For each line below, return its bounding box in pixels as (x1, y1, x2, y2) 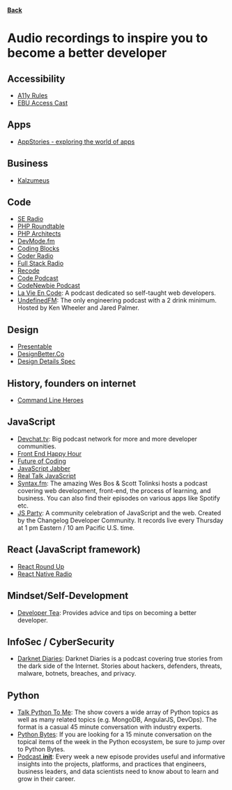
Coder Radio (17, 252, 54, 260)
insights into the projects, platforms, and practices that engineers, (17, 760, 207, 768)
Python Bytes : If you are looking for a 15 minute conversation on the (17, 730, 212, 738)
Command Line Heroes (17, 396, 84, 404)
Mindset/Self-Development (7, 590, 129, 602)
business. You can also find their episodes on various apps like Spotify (17, 494, 221, 502)
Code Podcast (17, 274, 59, 282)
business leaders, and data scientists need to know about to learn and (17, 767, 219, 776)
